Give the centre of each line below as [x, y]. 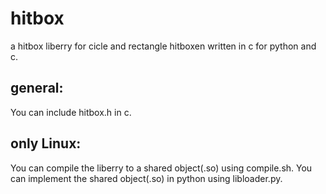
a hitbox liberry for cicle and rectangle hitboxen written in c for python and [163, 46]
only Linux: [46, 143]
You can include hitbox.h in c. [71, 112]
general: [37, 88]
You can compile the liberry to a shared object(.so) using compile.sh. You [161, 168]
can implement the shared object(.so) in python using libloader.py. [146, 178]
